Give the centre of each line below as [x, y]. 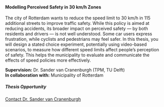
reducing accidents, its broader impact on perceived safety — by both [77, 29]
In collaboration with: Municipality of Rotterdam [54, 75]
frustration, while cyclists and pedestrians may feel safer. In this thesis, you [82, 39]
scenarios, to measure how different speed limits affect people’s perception [82, 50]
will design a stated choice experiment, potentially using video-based [76, 44]
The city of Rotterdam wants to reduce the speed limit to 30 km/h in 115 [78, 18]
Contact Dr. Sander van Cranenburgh [43, 99]
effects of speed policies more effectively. [48, 60]
